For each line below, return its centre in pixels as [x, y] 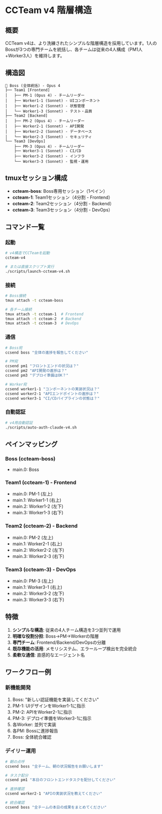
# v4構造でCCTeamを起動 [27, 253]
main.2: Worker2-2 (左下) [38, 550]
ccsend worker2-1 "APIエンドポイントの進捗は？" [52, 394]
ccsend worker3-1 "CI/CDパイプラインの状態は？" [52, 398]
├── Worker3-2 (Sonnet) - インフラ [49, 156]
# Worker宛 [16, 384]
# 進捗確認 [15, 789]
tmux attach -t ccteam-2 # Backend [43, 319]
